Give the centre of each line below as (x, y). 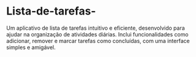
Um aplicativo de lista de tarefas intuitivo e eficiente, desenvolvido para (96, 28)
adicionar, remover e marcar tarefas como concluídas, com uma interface (98, 41)
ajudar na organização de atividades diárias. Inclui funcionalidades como (97, 34)
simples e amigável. (31, 47)
